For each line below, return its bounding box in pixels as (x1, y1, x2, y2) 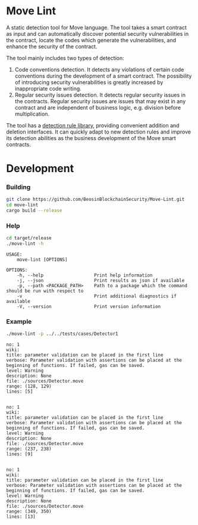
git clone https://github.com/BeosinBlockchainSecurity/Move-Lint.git (6, 197, 185, 203)
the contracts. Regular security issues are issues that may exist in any (14, 97, 186, 105)
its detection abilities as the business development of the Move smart (6, 134, 177, 141)
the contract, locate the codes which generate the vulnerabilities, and (6, 36, 177, 44)
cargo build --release (6, 207, 62, 214)
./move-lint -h (6, 241, 44, 247)
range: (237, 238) (6, 446, 52, 452)
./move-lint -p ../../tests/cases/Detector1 (6, 331, 118, 337)
